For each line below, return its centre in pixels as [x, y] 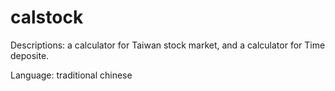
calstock [47, 17]
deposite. [30, 55]
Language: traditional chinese [71, 75]
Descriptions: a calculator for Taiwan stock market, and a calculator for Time [168, 45]
